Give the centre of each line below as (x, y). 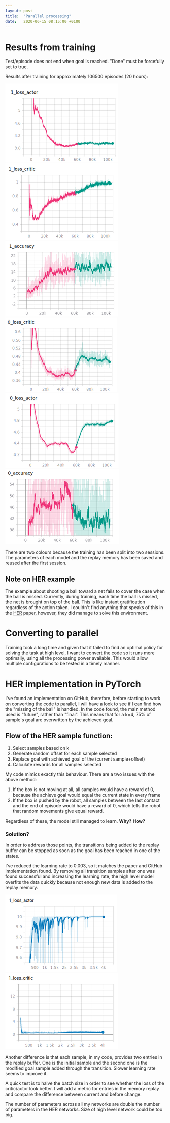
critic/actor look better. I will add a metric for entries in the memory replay (82, 1089)
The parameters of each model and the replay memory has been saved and (84, 558)
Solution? (17, 834)
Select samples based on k (41, 748)
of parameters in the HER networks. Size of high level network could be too (84, 1110)
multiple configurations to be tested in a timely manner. (63, 664)
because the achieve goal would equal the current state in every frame (87, 795)
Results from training (50, 47)
